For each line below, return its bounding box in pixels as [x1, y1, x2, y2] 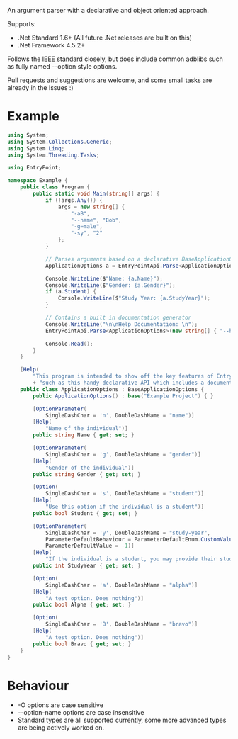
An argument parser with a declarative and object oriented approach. [7, 6, 209, 14]
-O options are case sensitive [17, 701, 104, 709]
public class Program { [20, 184, 91, 191]
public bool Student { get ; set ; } [33, 509, 138, 517]
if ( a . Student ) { [45, 288, 97, 295]
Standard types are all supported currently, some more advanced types [17, 716, 227, 725]
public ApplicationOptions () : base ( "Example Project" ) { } [33, 393, 214, 400]
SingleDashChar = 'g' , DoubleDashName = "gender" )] [45, 451, 201, 458]
